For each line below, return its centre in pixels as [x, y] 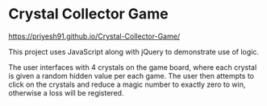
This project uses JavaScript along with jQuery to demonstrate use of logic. [134, 51]
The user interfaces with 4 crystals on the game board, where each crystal [133, 67]
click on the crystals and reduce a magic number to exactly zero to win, [127, 84]
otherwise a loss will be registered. [66, 92]
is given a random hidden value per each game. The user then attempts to [131, 75]
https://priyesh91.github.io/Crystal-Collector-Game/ [94, 36]
